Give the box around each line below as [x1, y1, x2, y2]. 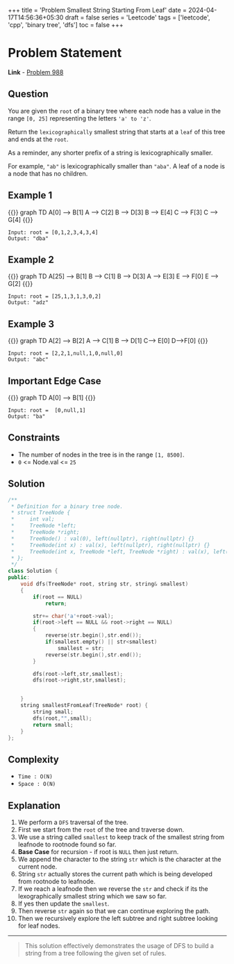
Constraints [8, 432, 60, 444]
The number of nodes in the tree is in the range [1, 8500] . [17, 450, 185, 459]
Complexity [8, 753, 60, 765]
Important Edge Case [8, 375, 101, 387]
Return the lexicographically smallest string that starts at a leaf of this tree [8, 127, 226, 136]
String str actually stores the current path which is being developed [17, 870, 212, 878]
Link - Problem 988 [8, 68, 64, 76]
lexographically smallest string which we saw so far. [17, 892, 167, 900]
